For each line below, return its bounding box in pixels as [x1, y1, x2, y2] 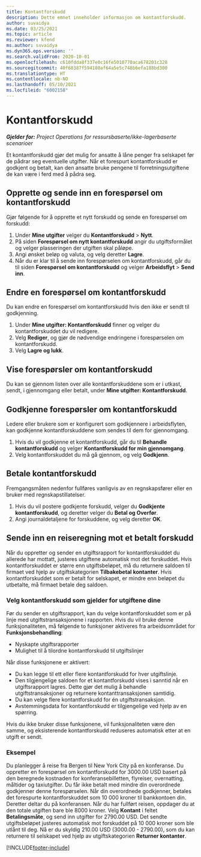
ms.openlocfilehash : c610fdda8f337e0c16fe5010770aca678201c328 [6, 59, 168, 65]
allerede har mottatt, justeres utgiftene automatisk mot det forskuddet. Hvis [6, 555, 192, 562]
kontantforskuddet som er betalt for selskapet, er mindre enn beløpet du [6, 574, 185, 582]
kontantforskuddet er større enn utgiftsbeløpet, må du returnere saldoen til [6, 562, 190, 569]
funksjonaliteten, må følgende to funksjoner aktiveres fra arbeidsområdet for [6, 622, 196, 630]
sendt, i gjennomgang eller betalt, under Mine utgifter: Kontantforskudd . [6, 387, 188, 394]
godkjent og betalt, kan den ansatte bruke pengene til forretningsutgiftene [6, 164, 189, 171]
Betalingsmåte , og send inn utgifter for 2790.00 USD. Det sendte [6, 813, 167, 820]
